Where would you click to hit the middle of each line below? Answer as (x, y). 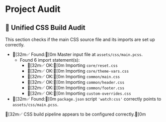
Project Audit (33, 9)
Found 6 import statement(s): (50, 60)
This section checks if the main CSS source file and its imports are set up (80, 39)
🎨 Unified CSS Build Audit (45, 28)
